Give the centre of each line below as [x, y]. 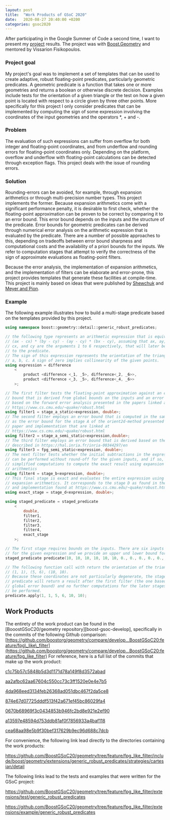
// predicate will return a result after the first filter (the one [79, 582]
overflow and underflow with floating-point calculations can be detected [81, 157]
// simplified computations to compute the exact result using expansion [85, 464]
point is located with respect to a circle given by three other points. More [81, 101]
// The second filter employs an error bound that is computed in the [81, 417]
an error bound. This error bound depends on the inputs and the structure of [85, 220]
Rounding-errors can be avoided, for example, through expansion [74, 192]
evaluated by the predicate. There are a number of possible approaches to [83, 236]
